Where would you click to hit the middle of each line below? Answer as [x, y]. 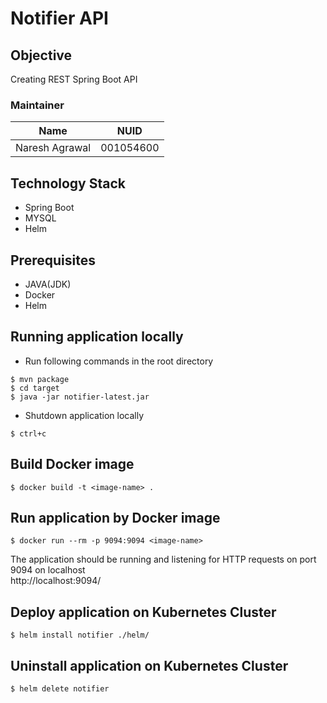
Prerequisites [53, 260]
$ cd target [35, 388]
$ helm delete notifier [60, 688]
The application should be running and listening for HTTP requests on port [163, 559]
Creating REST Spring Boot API [74, 79]
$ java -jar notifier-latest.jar [80, 397]
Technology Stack [68, 183]
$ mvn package [40, 379]
